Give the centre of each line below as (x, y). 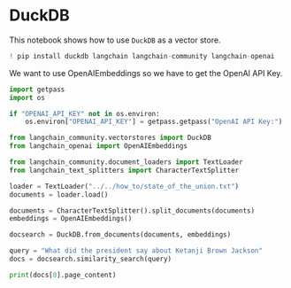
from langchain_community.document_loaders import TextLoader (126, 162)
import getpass (37, 90)
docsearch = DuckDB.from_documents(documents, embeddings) (120, 235)
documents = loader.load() (59, 195)
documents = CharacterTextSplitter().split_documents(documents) (132, 210)
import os (27, 97)
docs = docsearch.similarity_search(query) (91, 259)
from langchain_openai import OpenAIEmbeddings (99, 146)
